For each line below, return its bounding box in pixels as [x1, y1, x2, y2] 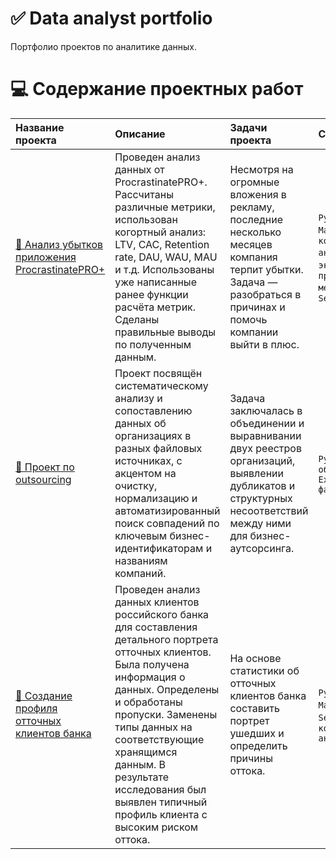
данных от [114, 162, 165, 176]
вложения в [229, 187, 287, 201]
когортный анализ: [114, 225, 207, 239]
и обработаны [114, 695, 183, 709]
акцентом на [114, 466, 177, 480]
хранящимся [114, 745, 178, 759]
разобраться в [229, 287, 302, 301]
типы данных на [114, 720, 193, 734]
